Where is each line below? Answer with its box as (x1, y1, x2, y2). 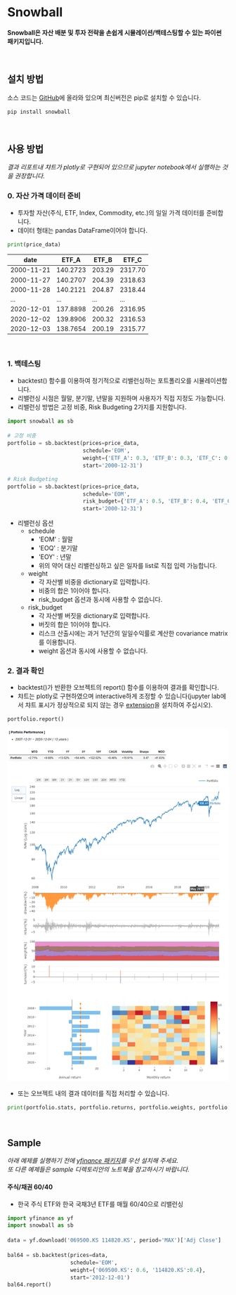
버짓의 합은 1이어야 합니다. (38, 620, 111, 629)
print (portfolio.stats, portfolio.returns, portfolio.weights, (7, 1104, 197, 1111)
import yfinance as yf (7, 1214, 74, 1222)
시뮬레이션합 (192, 376, 228, 385)
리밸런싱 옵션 (17, 519, 54, 527)
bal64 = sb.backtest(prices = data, (7, 1251, 109, 1258)
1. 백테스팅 (7, 359, 41, 369)
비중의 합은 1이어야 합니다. (38, 586, 111, 595)
